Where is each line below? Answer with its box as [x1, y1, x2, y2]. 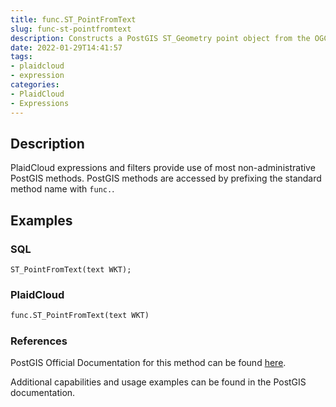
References [10, 334, 68, 348]
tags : [10, 52, 33, 62]
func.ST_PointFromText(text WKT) [10, 311, 150, 321]
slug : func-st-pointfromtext [10, 24, 132, 34]
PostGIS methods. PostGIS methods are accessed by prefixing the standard [10, 172, 322, 185]
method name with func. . [10, 183, 115, 195]
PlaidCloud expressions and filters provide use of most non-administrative [10, 162, 316, 174]
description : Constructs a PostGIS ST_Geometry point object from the [10, 33, 311, 43]
